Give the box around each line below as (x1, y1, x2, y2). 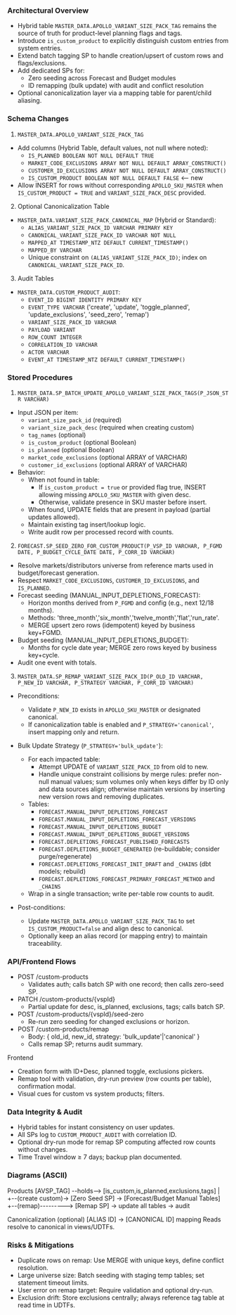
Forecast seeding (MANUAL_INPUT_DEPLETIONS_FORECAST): (17, 591, 201, 599)
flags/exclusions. (17, 59, 67, 68)
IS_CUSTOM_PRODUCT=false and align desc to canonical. (27, 924, 184, 932)
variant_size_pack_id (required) (27, 416, 122, 424)
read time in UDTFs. (17, 1301, 76, 1309)
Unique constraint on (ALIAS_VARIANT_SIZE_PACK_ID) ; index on (27, 252, 207, 262)
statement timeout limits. (17, 1278, 89, 1287)
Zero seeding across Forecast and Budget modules (27, 74, 176, 82)
